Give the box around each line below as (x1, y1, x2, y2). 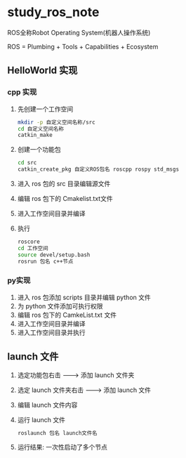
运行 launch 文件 (17, 415, 65, 424)
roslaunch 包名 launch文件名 (17, 429, 98, 436)
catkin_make (17, 131, 53, 139)
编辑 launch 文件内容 (17, 400, 78, 409)
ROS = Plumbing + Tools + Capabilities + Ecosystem (7, 42, 159, 51)
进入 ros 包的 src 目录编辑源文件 (17, 180, 111, 188)
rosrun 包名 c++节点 (17, 258, 74, 265)
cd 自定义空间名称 (17, 125, 65, 132)
